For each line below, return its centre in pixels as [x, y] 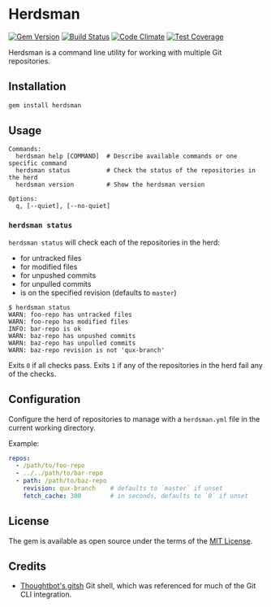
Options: [23, 199]
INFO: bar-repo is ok [45, 329]
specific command [38, 163]
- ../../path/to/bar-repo [60, 473]
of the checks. [32, 374]
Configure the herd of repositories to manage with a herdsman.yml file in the [134, 418]
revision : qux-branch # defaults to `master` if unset [123, 488]
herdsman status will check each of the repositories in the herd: [114, 242]
